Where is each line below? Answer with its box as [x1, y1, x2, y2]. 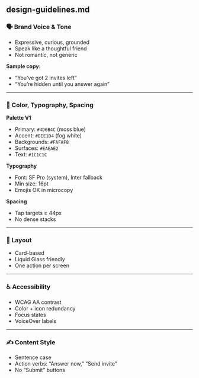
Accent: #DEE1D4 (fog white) [14, 132, 82, 139]
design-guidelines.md [6, 5, 90, 15]
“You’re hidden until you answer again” [14, 80, 110, 88]
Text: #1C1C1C [14, 150, 47, 158]
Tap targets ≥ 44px [14, 209, 62, 216]
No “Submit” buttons [14, 366, 65, 373]
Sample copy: [6, 62, 41, 70]
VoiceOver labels [14, 317, 57, 325]
